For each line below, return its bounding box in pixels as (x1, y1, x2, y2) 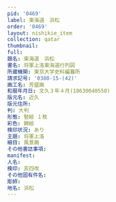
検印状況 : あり (7, 126, 45, 133)
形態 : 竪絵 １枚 (7, 113, 48, 120)
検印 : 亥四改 (7, 165, 39, 172)
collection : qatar (7, 36, 60, 43)
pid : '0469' (7, 10, 41, 17)
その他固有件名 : (7, 171, 47, 178)
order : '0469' (7, 23, 48, 30)
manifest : (7, 152, 36, 160)
